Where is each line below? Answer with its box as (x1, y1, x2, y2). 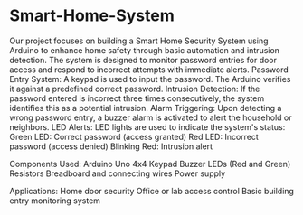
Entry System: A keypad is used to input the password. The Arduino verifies (9, 73, 291, 84)
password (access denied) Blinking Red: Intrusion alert (9, 141, 213, 152)
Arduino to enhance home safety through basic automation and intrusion (9, 44, 280, 55)
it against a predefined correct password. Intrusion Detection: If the (9, 83, 260, 94)
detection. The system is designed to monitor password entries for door (9, 54, 278, 65)
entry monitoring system (9, 195, 101, 206)
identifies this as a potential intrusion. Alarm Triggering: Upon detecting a (9, 102, 282, 113)
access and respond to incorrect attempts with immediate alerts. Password (9, 64, 289, 75)
